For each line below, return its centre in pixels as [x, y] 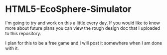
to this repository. [23, 33]
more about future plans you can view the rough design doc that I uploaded [83, 28]
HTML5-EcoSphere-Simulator [68, 9]
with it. [12, 48]
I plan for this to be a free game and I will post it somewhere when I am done [84, 43]
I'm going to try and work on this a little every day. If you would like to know [83, 23]
